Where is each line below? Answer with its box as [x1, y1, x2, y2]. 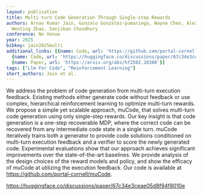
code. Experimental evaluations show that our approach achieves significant [6, 145, 195, 152]
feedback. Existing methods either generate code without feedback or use [6, 94, 191, 101]
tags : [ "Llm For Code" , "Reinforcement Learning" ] [6, 65, 136, 71]
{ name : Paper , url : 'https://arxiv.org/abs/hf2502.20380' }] [11, 59, 165, 65]
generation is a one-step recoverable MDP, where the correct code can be [6, 119, 191, 127]
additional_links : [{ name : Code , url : [6, 48, 103, 54]
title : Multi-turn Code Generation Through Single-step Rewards [6, 14, 171, 21]
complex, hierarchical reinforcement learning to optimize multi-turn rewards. [6, 100, 195, 107]
